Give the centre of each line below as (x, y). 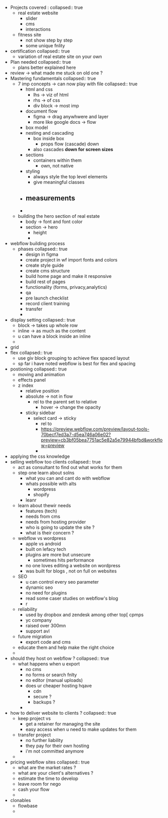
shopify (41, 494)
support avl (38, 631)
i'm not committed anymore (55, 751)
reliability (27, 609)
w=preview (53, 445)
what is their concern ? (50, 533)
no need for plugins (46, 592)
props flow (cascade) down (70, 144)
